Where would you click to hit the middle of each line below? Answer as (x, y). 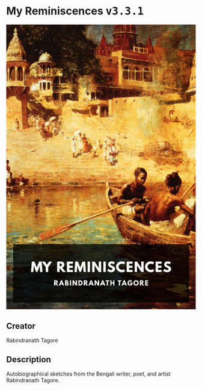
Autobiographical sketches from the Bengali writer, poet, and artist (88, 374)
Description (29, 359)
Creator (21, 326)
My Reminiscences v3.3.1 (75, 11)
